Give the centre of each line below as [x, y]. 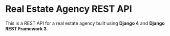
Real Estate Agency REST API [69, 9]
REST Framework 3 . [27, 28]
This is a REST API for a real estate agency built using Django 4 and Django [85, 23]
